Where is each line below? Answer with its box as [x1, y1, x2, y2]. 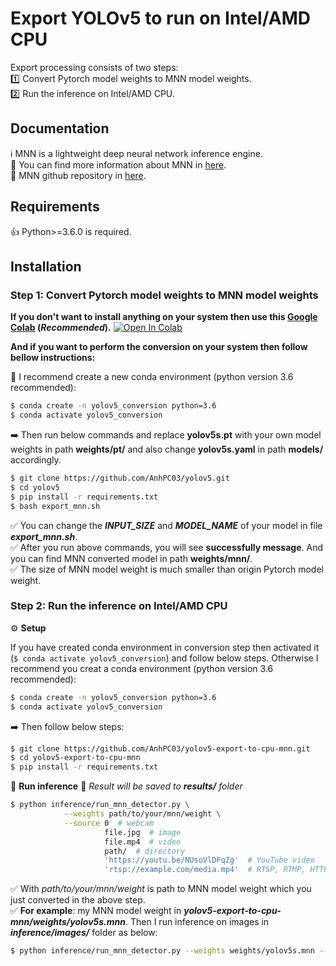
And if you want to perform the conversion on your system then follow [10, 341, 308, 353]
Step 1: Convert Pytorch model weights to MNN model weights [10, 288, 319, 302]
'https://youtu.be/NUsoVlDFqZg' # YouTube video [104, 855, 315, 866]
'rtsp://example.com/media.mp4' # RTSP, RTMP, [104, 865, 307, 875]
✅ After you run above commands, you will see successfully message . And [10, 541, 323, 553]
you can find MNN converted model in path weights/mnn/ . [10, 552, 253, 564]
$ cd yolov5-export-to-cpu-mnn [10, 753, 141, 763]
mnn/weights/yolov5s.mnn [10, 916, 126, 928]
